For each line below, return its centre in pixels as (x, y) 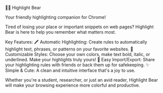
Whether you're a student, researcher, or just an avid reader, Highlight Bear (81, 80)
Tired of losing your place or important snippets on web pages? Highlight (80, 27)
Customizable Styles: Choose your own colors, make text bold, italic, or (78, 54)
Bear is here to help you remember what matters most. (61, 32)
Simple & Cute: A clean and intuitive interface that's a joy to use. (70, 70)
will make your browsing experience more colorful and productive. (73, 85)
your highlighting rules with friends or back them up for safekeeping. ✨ (77, 65)
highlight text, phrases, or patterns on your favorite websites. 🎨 (69, 49)
